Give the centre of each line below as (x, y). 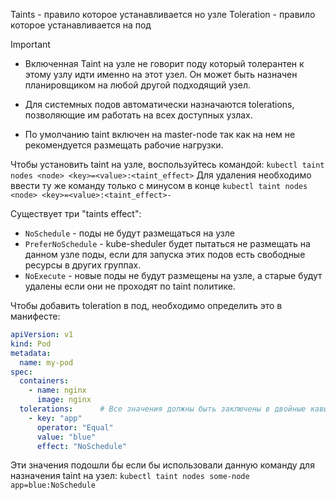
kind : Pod (31, 344)
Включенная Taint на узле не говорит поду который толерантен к (164, 63)
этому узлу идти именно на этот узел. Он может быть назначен (161, 74)
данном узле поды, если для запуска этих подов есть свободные (165, 254)
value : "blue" (66, 437)
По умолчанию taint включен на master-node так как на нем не (160, 134)
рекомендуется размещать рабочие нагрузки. (124, 145)
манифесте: (35, 316)
